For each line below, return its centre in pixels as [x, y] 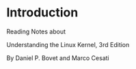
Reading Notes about [36, 31]
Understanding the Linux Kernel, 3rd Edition [68, 44]
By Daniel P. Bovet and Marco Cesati [58, 58]
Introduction [42, 13]
